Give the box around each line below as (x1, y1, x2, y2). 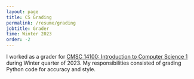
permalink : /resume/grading (6, 20, 76, 26)
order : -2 (6, 37, 31, 42)
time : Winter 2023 (6, 31, 52, 37)
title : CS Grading (6, 14, 52, 20)
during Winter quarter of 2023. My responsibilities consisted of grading (6, 59, 181, 66)
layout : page (6, 8, 39, 15)
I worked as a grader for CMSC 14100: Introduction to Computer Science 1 (6, 53, 188, 60)
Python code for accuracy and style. (6, 66, 96, 72)
